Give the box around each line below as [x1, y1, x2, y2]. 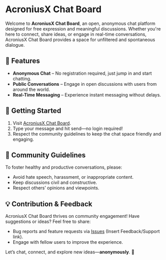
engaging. [12, 136, 34, 142]
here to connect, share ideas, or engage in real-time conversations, [5, 31, 147, 37]
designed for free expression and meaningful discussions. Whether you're [5, 25, 161, 31]
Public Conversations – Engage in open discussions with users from [12, 81, 157, 87]
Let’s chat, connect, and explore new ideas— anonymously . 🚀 [5, 249, 135, 255]
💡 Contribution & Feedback [5, 200, 93, 208]
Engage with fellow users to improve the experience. [12, 239, 123, 245]
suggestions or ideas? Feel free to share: [5, 218, 91, 224]
